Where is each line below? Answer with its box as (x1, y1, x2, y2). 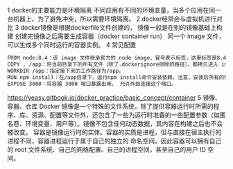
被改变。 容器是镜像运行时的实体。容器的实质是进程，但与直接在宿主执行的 (7, 128, 222, 136)
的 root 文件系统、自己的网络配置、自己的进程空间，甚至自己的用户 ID (7, 145, 207, 154)
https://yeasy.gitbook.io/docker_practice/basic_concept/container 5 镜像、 (7, 94, 222, 102)
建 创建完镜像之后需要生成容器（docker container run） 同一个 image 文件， (7, 32, 225, 40)
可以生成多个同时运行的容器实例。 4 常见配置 (7, 41, 137, 48)
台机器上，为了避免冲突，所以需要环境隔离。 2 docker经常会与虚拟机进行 (7, 15, 217, 23)
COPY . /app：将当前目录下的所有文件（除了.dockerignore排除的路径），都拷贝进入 (7, 61, 218, 68)
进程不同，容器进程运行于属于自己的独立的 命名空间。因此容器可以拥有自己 (7, 137, 222, 145)
